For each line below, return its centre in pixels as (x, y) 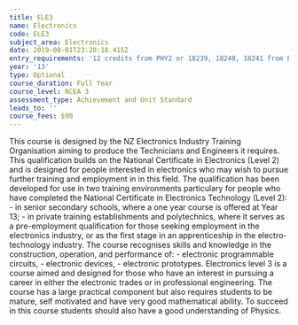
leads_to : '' (33, 108)
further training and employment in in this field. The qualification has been (145, 179)
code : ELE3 (29, 34)
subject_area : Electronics (59, 42)
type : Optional (37, 75)
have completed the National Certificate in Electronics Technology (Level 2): (149, 198)
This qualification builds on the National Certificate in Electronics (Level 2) (145, 160)
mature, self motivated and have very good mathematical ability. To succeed (149, 301)
